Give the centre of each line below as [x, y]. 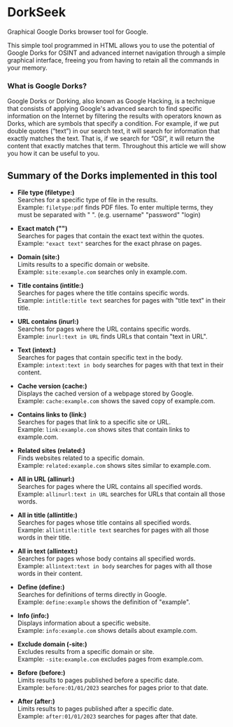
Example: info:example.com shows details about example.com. [107, 631]
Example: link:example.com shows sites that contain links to [104, 430]
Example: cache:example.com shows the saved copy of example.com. [116, 401]
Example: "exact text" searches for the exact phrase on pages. [110, 244]
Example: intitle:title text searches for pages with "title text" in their [121, 301]
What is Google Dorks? [47, 86]
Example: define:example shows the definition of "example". [104, 602]
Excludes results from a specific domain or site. [86, 652]
